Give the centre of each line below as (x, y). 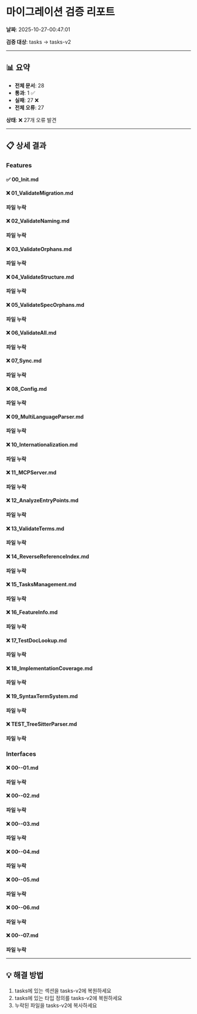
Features (19, 165)
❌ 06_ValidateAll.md (31, 333)
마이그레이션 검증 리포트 (61, 12)
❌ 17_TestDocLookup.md (37, 640)
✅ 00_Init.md (23, 179)
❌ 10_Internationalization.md (42, 445)
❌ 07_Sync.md (24, 361)
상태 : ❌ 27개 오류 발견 (31, 120)
